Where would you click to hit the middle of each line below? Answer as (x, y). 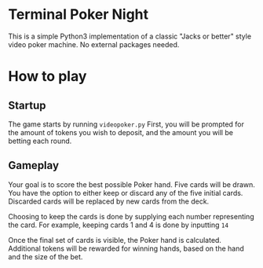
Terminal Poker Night (79, 15)
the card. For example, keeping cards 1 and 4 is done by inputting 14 (119, 225)
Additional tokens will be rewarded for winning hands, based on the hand (126, 248)
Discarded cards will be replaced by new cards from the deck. (109, 201)
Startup (27, 105)
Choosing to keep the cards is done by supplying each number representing (131, 216)
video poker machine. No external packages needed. (94, 44)
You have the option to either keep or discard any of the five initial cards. (126, 193)
